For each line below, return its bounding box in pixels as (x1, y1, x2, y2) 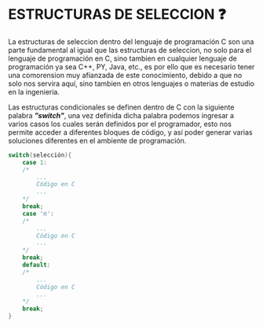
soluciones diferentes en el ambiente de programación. (8, 136, 187, 145)
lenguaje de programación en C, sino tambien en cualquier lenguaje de (8, 54, 237, 63)
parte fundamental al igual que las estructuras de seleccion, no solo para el (8, 45, 252, 54)
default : (22, 261, 51, 269)
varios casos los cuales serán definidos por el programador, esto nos (8, 119, 232, 128)
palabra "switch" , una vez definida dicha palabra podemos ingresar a (8, 110, 234, 120)
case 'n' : (22, 210, 55, 217)
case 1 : (22, 158, 47, 166)
